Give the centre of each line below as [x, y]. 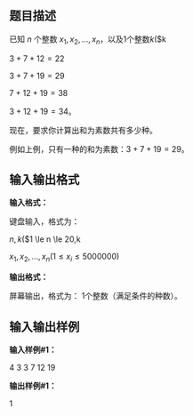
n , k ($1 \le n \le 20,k [45, 239]
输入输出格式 [44, 180]
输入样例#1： [33, 350]
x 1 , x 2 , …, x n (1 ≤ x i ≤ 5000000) [64, 258]
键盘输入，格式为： [44, 221]
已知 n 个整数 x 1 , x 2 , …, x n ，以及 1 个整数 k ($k [88, 40]
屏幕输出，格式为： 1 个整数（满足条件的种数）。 [96, 296]
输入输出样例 [44, 327]
